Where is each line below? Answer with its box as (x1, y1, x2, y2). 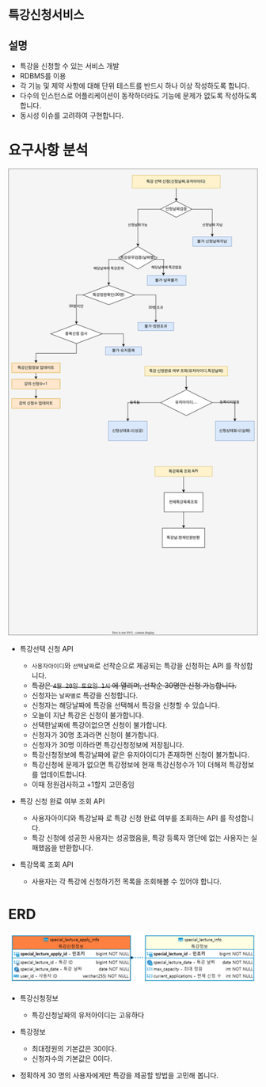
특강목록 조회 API (19, 860, 74, 869)
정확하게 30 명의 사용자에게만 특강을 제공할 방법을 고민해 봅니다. (19, 1070, 219, 1080)
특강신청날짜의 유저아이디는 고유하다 (31, 1010, 145, 1020)
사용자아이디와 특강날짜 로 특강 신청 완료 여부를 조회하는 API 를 (31, 813, 227, 823)
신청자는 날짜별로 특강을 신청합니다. (31, 690, 139, 701)
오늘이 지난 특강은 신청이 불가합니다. (31, 710, 144, 720)
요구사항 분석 (8, 142, 89, 159)
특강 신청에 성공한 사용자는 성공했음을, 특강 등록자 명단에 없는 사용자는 (31, 833, 249, 843)
